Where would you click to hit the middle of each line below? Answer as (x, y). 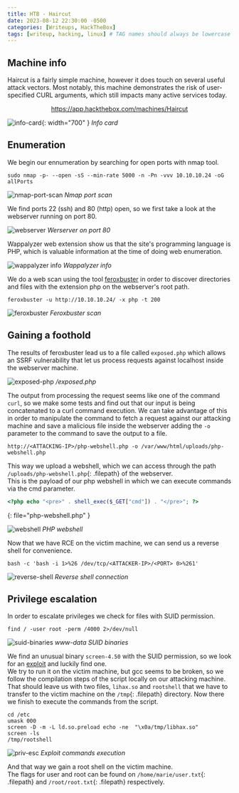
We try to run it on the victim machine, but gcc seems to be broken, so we (116, 672)
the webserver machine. (43, 367)
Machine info (37, 62)
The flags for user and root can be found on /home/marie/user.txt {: (107, 774)
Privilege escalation (52, 599)
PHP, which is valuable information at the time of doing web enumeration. (115, 251)
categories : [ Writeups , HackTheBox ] (62, 27)
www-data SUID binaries (91, 643)
